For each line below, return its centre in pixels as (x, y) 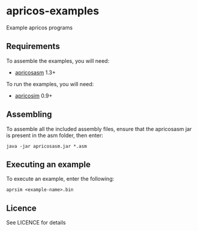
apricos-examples (53, 11)
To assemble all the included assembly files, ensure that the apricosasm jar (99, 129)
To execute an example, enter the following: (60, 179)
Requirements (33, 46)
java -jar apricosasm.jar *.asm (46, 146)
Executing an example (49, 164)
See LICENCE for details (36, 223)
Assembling (29, 115)
